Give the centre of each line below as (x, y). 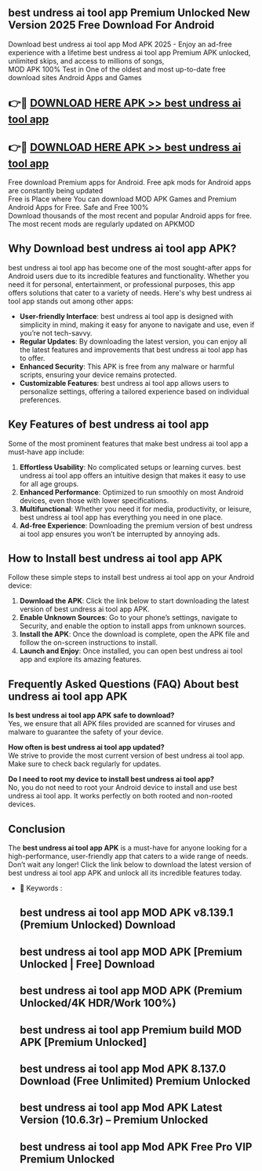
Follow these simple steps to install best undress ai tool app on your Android (131, 578)
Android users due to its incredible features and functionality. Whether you (129, 276)
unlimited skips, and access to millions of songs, (86, 61)
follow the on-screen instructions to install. (89, 643)
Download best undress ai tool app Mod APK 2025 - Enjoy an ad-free (120, 44)
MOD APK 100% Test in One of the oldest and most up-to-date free (117, 69)
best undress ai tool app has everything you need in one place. (121, 517)
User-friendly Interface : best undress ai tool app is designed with (126, 316)
